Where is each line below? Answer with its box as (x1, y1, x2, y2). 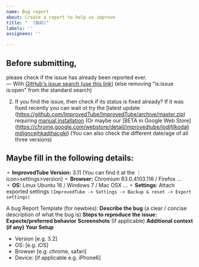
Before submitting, (6, 58, 77, 68)
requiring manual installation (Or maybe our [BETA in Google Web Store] (14, 117, 191, 124)
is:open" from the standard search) (6, 86, 92, 93)
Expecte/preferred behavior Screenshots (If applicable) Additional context (6, 217, 193, 224)
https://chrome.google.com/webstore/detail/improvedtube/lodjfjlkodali (17, 123, 189, 130)
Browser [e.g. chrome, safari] (14, 247, 87, 255)
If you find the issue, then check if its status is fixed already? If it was (14, 98, 184, 105)
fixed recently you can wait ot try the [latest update (14, 104, 140, 111)
